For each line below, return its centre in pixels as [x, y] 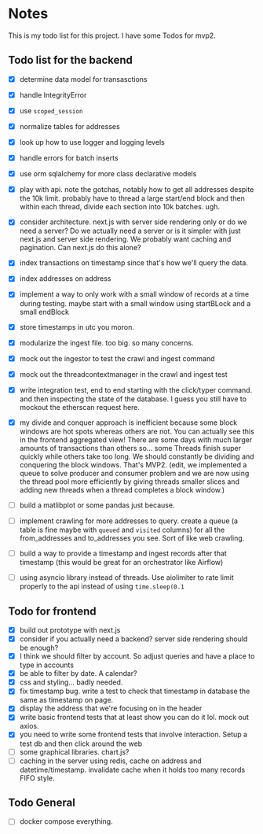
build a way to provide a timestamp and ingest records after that [123, 553]
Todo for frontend [52, 611]
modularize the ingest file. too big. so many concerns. [106, 342]
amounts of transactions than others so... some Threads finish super [130, 448]
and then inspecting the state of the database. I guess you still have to [133, 399]
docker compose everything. [66, 821]
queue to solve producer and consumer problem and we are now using [134, 473]
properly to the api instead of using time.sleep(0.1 [102, 586]
